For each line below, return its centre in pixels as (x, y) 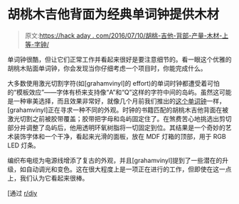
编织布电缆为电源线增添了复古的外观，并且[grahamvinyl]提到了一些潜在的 (115, 160)
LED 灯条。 (24, 145)
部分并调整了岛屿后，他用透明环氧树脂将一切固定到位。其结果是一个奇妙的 (116, 127)
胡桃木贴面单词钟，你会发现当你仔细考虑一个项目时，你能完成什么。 (107, 68)
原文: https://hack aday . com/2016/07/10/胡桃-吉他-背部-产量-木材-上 (127, 35)
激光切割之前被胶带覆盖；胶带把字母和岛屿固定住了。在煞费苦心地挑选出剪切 (119, 118)
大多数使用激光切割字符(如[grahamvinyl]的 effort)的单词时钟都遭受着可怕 (113, 83)
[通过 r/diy (22, 193)
